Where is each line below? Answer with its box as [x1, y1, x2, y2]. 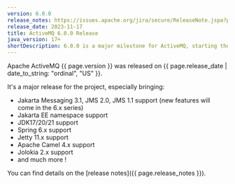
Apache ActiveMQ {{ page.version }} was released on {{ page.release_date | [7, 62, 227, 70]
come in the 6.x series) [17, 104, 84, 112]
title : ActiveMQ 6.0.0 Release [7, 29, 99, 37]
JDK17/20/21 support [17, 118, 78, 126]
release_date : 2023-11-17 [7, 23, 83, 30]
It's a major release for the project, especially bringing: [7, 83, 165, 91]
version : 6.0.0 [7, 10, 52, 17]
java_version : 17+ [7, 36, 61, 43]
